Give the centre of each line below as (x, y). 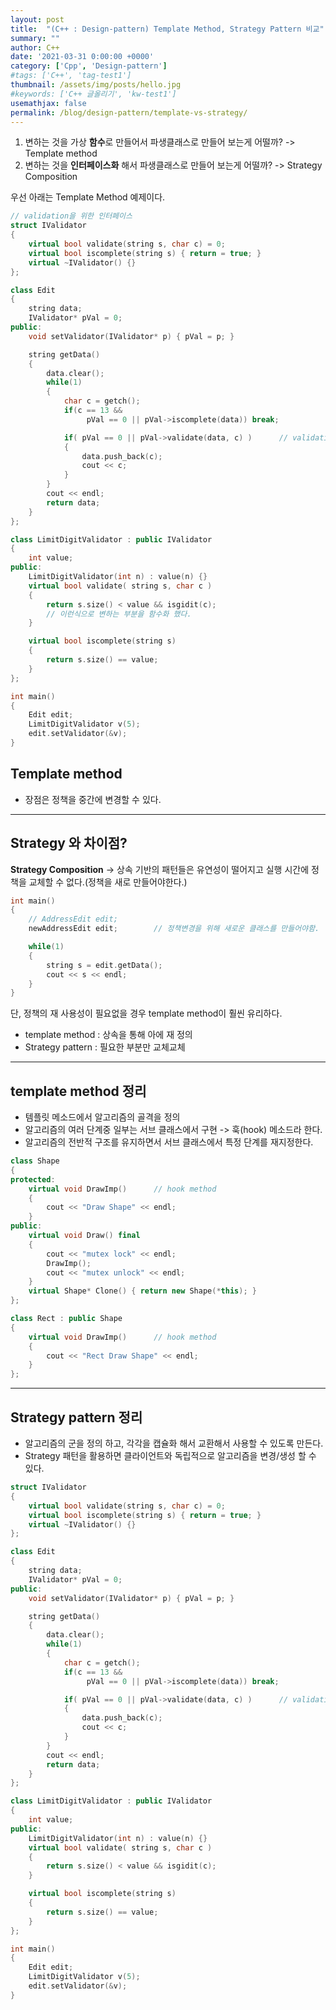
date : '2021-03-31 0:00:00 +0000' (82, 57)
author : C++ (35, 47)
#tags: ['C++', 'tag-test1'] (71, 76)
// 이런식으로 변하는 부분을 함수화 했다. (119, 614)
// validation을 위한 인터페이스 (71, 216)
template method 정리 (78, 1091)
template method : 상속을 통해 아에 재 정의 (108, 1035)
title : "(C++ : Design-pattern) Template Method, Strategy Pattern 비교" (167, 29)
